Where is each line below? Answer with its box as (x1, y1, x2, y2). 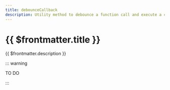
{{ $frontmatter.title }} (5, 34, 101, 46)
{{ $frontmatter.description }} (5, 51, 67, 57)
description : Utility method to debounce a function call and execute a (5, 12, 162, 17)
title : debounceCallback (5, 7, 58, 13)
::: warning (5, 60, 28, 66)
